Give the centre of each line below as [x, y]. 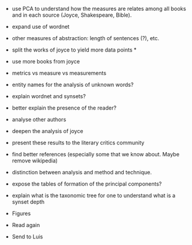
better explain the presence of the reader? [64, 108]
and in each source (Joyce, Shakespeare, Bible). [72, 15]
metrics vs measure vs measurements [59, 73]
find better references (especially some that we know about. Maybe [96, 154]
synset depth [28, 202]
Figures [21, 213]
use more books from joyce [46, 61]
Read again [26, 225]
